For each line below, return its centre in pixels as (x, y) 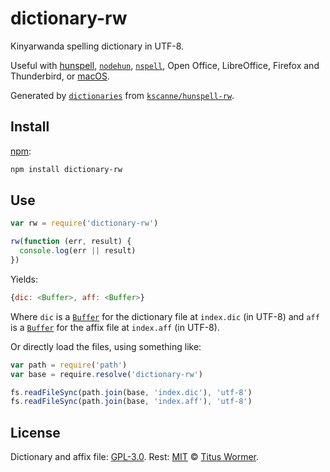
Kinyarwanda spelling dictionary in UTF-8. (97, 46)
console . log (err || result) (78, 251)
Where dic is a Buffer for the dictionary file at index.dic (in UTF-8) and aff (165, 316)
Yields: (24, 279)
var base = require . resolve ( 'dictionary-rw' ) (106, 374)
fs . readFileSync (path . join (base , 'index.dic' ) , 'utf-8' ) (131, 392)
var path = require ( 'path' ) (69, 365)
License (35, 432)
